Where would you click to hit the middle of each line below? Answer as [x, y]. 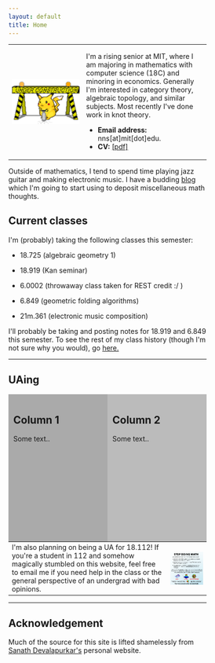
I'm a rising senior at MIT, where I [140, 57]
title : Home [28, 25]
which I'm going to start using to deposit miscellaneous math [107, 188]
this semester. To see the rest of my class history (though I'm [107, 339]
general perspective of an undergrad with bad [86, 581]
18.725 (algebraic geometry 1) [68, 255]
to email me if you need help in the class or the [87, 573]
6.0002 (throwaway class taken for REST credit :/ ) [102, 285]
